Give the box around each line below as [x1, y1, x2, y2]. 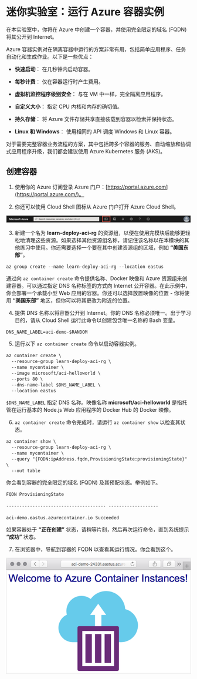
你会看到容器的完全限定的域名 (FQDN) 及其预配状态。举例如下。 [6, 479, 161, 486]
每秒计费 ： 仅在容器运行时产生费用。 [14, 78, 104, 85]
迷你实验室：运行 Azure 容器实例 [6, 5, 165, 19]
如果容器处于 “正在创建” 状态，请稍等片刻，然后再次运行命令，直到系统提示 [6, 526, 189, 533]
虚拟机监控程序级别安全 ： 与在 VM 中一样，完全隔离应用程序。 [14, 90, 166, 98]
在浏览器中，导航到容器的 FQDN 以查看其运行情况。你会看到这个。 [14, 546, 176, 553]
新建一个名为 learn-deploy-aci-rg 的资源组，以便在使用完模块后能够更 [14, 230, 186, 237]
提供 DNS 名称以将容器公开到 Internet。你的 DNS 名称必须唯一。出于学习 [14, 310, 191, 317]
